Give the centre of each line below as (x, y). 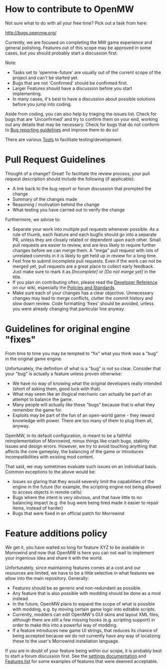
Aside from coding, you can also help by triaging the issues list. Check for (81, 114)
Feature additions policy (56, 534)
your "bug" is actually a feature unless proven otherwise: (64, 374)
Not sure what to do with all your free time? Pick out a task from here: (77, 23)
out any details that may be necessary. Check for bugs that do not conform (82, 124)
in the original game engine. (34, 359)
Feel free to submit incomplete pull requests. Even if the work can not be (87, 261)
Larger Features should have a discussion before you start (72, 88)
